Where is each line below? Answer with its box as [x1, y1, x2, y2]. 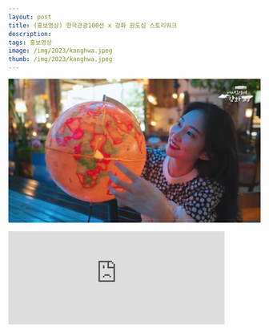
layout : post [8, 13, 52, 21]
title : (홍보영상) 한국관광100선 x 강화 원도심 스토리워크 [8, 21, 178, 30]
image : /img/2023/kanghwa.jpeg [8, 47, 113, 55]
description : [8, 30, 52, 38]
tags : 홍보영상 [8, 39, 52, 47]
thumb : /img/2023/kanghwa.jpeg [8, 55, 113, 63]
